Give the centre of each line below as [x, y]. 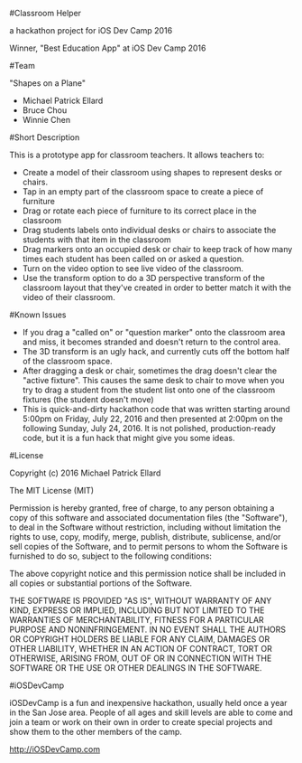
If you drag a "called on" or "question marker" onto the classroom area [154, 332]
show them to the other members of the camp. [96, 732]
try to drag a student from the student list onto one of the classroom [149, 390]
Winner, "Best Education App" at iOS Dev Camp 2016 [108, 48]
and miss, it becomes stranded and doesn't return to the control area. [151, 342]
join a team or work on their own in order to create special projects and [141, 722]
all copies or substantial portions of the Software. [101, 583]
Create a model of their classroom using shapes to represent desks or [152, 172]
